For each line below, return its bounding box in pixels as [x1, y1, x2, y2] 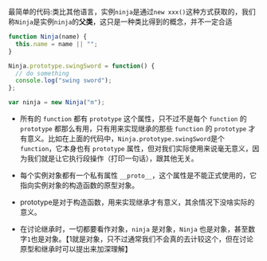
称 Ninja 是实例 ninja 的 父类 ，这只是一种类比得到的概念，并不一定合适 [8, 17, 233, 26]
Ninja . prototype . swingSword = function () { [8, 62, 155, 70]
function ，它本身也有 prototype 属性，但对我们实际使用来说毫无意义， [19, 144, 253, 153]
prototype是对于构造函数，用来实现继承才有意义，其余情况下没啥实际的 [19, 197, 255, 207]
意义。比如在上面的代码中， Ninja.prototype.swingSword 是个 [26, 134, 225, 143]
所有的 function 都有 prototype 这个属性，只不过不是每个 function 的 [19, 114, 247, 123]
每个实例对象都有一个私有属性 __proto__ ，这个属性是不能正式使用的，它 [19, 170, 257, 180]
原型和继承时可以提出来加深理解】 [19, 244, 132, 253]
